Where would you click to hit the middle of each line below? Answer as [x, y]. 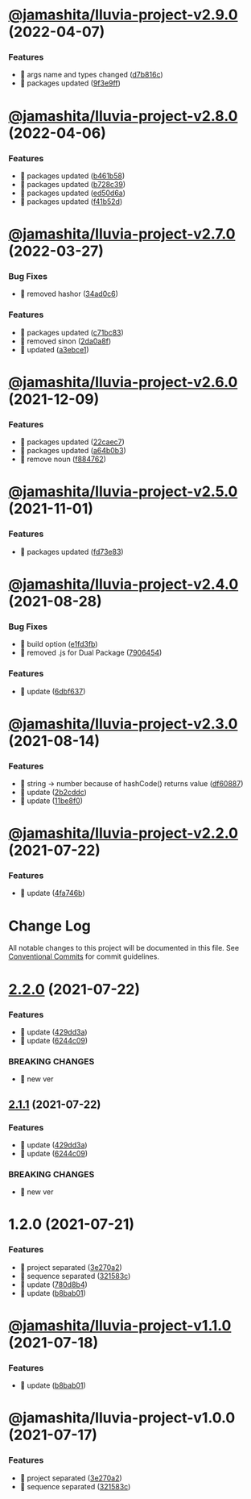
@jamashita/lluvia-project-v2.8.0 [123, 116]
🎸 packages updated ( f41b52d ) [71, 201]
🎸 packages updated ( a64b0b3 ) [73, 451]
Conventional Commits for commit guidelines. [84, 956]
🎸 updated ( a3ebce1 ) [55, 349]
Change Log [49, 926]
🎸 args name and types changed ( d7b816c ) [91, 75]
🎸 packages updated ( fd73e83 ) [72, 552]
